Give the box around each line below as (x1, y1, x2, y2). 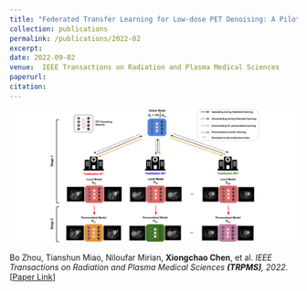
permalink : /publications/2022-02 (9, 34, 142, 43)
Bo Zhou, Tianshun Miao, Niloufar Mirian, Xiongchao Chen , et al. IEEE (9, 252, 272, 263)
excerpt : (9, 44, 43, 53)
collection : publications (9, 24, 108, 34)
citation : (9, 82, 48, 91)
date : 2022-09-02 (9, 53, 76, 63)
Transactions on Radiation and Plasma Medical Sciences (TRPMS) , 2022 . (9, 261, 289, 273)
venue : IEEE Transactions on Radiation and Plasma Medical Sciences (9, 63, 281, 72)
